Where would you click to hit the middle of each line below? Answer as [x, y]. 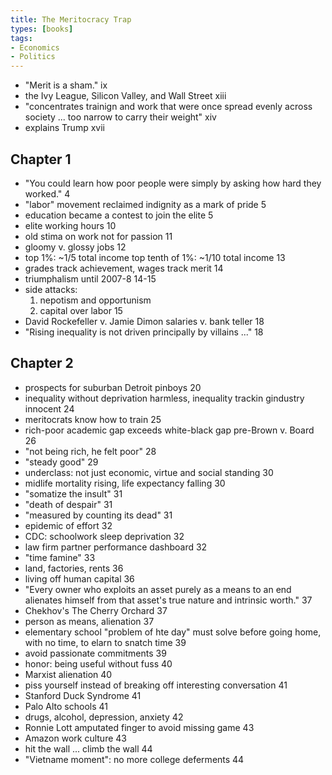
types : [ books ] [42, 29]
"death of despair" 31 [68, 504]
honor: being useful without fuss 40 [98, 663]
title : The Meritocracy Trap [71, 19]
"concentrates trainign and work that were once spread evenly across [168, 107]
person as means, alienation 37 [89, 621]
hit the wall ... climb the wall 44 [88, 748]
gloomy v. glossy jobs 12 [75, 247]
